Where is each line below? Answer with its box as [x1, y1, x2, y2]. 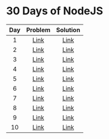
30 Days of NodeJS [6, 4, 104, 18]
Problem [26, 26, 51, 34]
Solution [56, 26, 81, 34]
